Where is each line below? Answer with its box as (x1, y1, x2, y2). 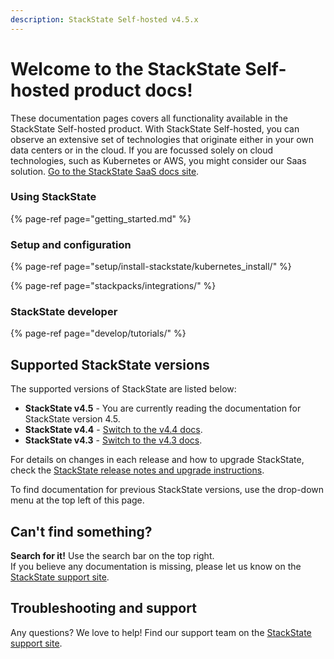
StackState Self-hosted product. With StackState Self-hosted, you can (10, 122, 300, 135)
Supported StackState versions (10, 356, 210, 373)
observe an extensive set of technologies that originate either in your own (10, 133, 315, 145)
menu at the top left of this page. (10, 494, 145, 506)
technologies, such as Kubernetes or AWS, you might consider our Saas (10, 154, 307, 166)
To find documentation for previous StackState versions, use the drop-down (10, 484, 325, 496)
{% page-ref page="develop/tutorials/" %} (10, 327, 187, 340)
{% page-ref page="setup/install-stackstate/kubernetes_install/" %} (10, 261, 292, 273)
